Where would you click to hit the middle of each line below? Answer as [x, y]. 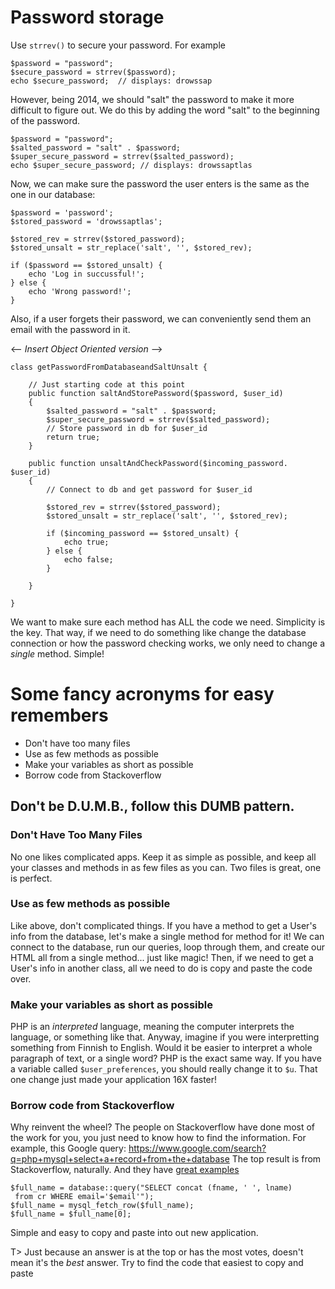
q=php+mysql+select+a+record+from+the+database [120, 1159]
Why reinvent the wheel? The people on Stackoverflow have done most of [163, 1127]
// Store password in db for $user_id [127, 428]
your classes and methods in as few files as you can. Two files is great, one [166, 867]
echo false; [88, 559]
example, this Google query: [68, 1148]
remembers [59, 715]
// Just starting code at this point [107, 384]
